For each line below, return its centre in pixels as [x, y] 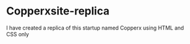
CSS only [18, 34]
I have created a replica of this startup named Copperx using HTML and [95, 28]
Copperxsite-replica [58, 11]
